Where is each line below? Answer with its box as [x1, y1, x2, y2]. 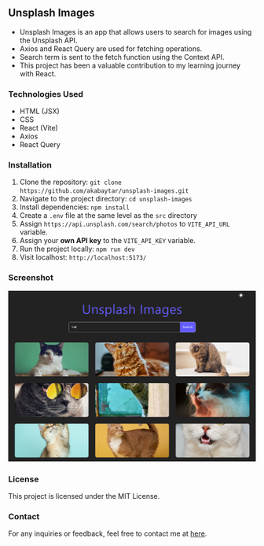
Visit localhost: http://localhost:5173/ [19, 253, 147, 262]
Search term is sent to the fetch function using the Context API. [19, 52, 225, 61]
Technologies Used [8, 88, 84, 99]
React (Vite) [19, 124, 59, 133]
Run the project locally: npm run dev [19, 244, 135, 254]
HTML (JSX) [19, 106, 60, 116]
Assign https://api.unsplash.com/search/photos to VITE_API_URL [19, 220, 230, 229]
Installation [8, 160, 53, 171]
